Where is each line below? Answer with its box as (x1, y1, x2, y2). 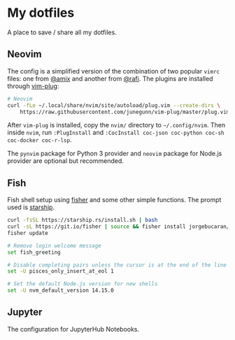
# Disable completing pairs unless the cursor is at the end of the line (7, 261, 227, 269)
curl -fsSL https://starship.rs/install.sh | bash (7, 217, 158, 224)
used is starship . (7, 203, 55, 211)
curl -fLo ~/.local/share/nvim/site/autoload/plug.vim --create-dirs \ (7, 101, 220, 109)
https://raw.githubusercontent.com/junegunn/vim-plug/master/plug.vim (20, 108, 230, 115)
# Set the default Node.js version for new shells (7, 281, 158, 288)
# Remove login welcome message (7, 242, 101, 249)
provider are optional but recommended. (7, 157, 124, 165)
